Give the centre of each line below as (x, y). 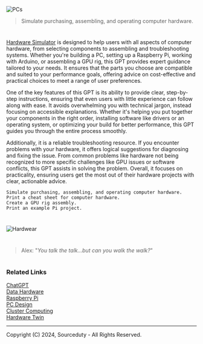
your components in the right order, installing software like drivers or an (95, 118)
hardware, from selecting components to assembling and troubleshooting (98, 49)
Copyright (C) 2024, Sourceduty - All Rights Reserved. (74, 335)
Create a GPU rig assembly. (42, 203)
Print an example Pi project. (44, 209)
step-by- (177, 92)
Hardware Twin (25, 317)
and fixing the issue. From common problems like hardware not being (92, 156)
